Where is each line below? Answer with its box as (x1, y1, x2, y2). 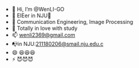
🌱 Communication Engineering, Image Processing (11, 18, 134, 25)
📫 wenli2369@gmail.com (11, 32, 75, 38)
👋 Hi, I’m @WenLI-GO (11, 6, 65, 13)
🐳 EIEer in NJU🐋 (11, 12, 52, 19)
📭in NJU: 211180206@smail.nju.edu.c (11, 41, 104, 47)
